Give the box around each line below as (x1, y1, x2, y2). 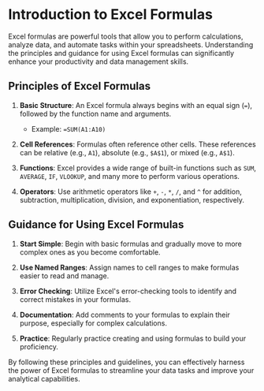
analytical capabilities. (8, 374, 80, 383)
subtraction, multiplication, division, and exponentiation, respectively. (19, 195, 245, 204)
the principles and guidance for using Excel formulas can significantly (8, 48, 235, 58)
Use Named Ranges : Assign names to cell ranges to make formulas (19, 263, 240, 272)
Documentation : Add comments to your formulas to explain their (19, 310, 231, 319)
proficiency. (19, 341, 59, 352)
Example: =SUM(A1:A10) (31, 124, 106, 133)
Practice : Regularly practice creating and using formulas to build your (19, 333, 247, 343)
